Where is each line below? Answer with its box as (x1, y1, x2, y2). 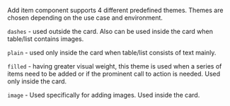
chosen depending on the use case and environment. (7, 13, 163, 22)
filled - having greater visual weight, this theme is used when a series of (7, 62, 222, 70)
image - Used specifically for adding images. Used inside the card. (7, 91, 200, 99)
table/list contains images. (7, 35, 84, 43)
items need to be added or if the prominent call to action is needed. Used (7, 70, 221, 78)
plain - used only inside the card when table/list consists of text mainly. (7, 49, 217, 57)
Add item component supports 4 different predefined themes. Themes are (7, 6, 224, 14)
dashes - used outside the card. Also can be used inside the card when (7, 28, 214, 35)
